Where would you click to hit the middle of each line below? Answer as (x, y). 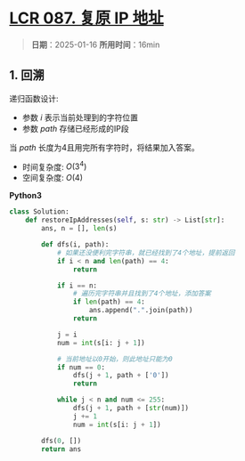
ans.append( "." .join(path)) (141, 311)
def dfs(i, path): (75, 245)
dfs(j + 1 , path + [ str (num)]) (131, 408)
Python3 (25, 196)
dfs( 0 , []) (61, 441)
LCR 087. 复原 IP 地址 (87, 18)
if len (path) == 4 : (109, 302)
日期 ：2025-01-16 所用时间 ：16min (95, 44)
